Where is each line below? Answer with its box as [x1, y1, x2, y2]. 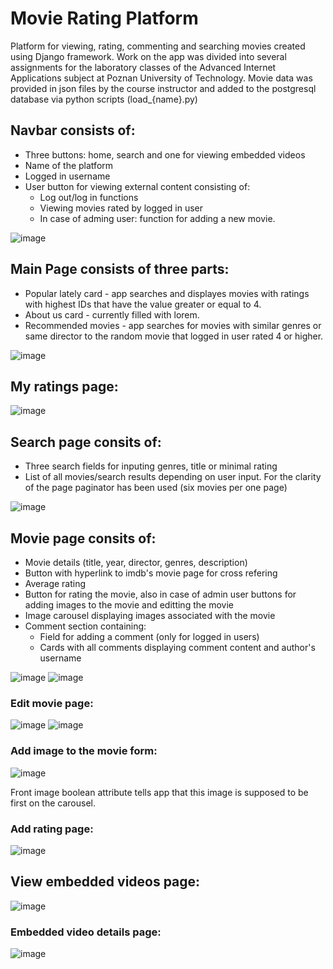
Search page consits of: [10, 433, 162, 451]
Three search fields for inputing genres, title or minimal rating [24, 460, 278, 472]
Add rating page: [10, 822, 94, 836]
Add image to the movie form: [10, 744, 158, 758]
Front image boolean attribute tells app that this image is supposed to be [10, 786, 309, 798]
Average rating [24, 578, 87, 589]
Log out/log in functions [39, 191, 139, 203]
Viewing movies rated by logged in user [39, 202, 204, 214]
